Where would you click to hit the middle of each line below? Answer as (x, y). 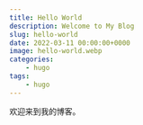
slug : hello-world (44, 34)
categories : (31, 59)
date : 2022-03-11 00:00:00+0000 (70, 43)
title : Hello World (46, 18)
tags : (19, 76)
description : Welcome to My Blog (72, 26)
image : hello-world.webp (56, 51)
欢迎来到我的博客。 (45, 111)
